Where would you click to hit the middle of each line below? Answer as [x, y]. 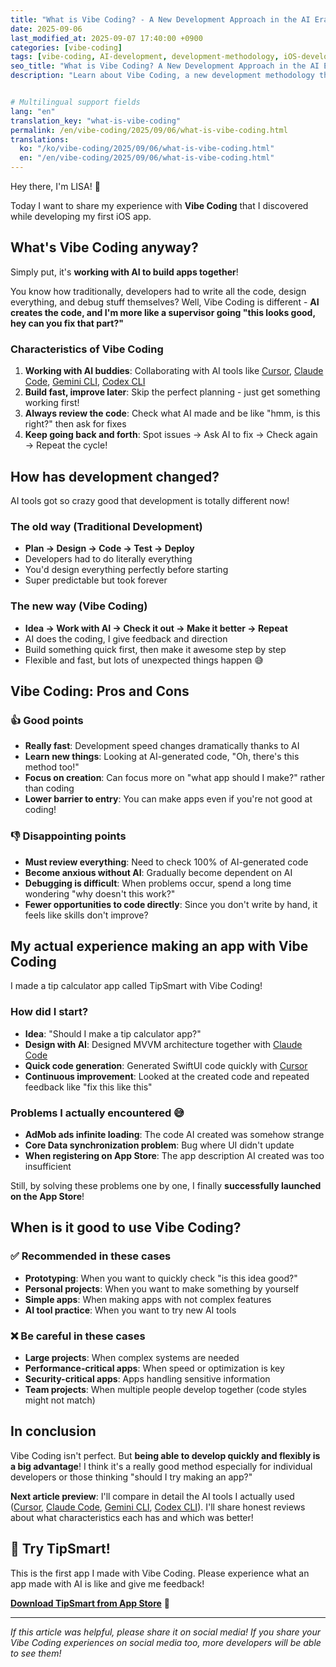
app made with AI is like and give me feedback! [107, 1583]
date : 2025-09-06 [46, 29]
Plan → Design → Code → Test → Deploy [109, 548]
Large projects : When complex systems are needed [132, 1357]
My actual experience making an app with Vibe [159, 946]
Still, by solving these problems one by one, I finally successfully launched [166, 1185]
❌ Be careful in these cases [78, 1336]
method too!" [52, 767]
